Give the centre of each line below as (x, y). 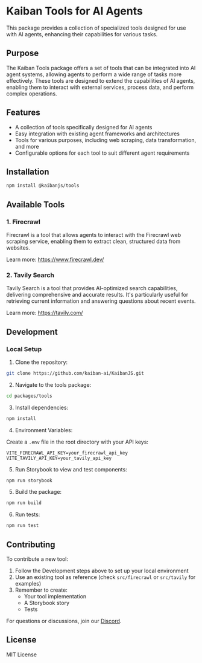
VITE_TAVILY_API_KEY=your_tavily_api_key (59, 458)
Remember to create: (41, 590)
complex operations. (32, 93)
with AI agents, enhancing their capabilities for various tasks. (82, 34)
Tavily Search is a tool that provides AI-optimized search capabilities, (92, 288)
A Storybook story (47, 603)
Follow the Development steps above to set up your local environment (102, 571)
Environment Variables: (44, 430)
